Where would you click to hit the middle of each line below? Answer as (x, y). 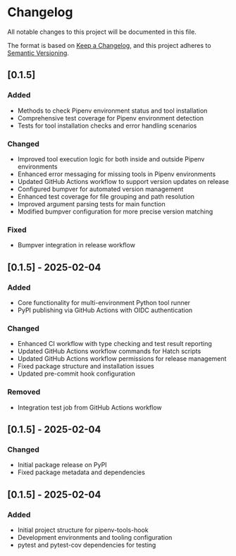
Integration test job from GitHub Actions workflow (89, 407)
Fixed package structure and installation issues (86, 366)
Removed (24, 392)
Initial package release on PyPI (62, 465)
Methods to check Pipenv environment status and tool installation (112, 111)
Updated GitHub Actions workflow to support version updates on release (123, 181)
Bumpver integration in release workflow (76, 245)
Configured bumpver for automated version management (100, 189)
